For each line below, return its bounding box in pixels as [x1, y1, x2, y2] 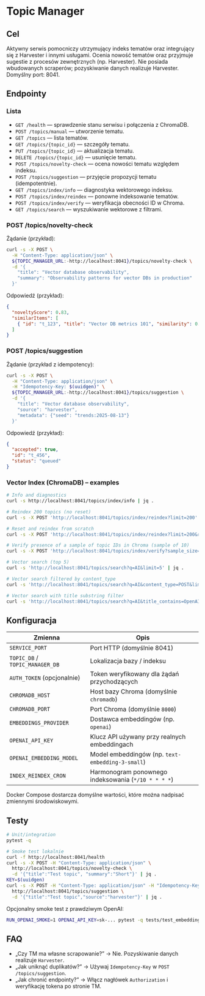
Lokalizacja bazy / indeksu [90, 657, 167, 665]
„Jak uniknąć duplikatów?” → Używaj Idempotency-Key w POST [15, 963, 170, 970]
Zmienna [33, 633, 60, 642]
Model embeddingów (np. [90, 750, 164, 759]
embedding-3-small [90, 759, 143, 766]
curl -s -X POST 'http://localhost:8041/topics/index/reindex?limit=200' [6, 515, 198, 521]
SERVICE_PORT [9, 644, 48, 652]
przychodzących [90, 677, 138, 686]
